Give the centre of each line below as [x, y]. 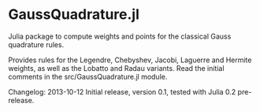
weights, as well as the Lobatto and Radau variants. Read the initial [116, 68]
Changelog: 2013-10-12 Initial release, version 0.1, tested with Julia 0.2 [122, 91]
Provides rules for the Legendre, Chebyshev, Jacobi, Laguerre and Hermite [130, 60]
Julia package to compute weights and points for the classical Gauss [120, 36]
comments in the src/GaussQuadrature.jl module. [88, 76]
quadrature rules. [36, 44]
